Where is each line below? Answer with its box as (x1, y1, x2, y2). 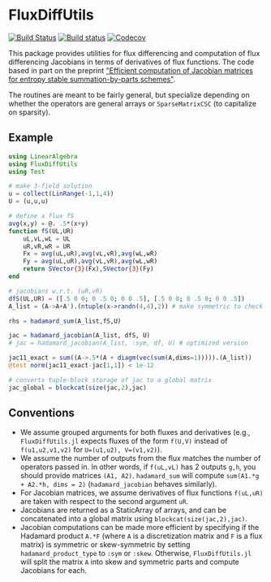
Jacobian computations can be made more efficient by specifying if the (19, 523, 260, 532)
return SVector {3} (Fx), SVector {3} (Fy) (23, 265, 154, 273)
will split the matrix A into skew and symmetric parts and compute (19, 557, 239, 567)
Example (8, 131, 54, 145)
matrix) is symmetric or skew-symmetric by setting (19, 540, 191, 549)
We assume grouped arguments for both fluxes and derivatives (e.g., (19, 428, 251, 437)
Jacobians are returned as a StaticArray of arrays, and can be (19, 506, 227, 515)
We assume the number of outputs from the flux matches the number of (19, 454, 261, 463)
